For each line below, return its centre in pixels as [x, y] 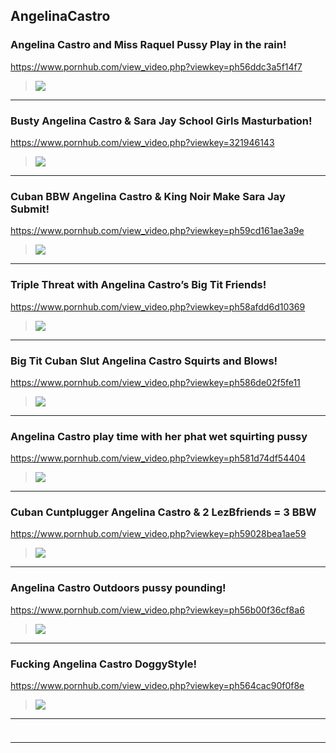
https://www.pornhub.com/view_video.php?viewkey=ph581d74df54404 [158, 458]
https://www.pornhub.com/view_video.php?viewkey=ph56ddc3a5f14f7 [156, 66]
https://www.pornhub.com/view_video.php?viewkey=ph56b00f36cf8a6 [157, 610]
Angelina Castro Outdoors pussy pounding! [118, 588]
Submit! [30, 209]
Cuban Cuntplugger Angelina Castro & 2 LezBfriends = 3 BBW [163, 512]
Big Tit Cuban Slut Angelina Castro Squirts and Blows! [144, 361]
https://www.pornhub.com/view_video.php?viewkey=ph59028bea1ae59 [158, 534]
